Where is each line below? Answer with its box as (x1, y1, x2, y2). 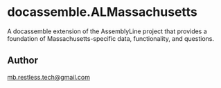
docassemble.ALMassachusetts (7, 4, 197, 20)
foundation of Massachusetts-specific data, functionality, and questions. (7, 34, 215, 42)
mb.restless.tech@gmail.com (7, 73, 90, 81)
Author (7, 55, 38, 67)
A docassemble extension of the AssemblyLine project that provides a (7, 27, 208, 35)
